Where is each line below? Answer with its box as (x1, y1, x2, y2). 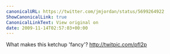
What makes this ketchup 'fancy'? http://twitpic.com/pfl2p (6, 41, 147, 48)
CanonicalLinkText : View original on (6, 19, 99, 25)
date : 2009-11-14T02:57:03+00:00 (6, 25, 88, 31)
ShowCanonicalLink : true (6, 14, 67, 20)
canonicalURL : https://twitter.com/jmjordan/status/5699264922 (6, 8, 165, 15)
